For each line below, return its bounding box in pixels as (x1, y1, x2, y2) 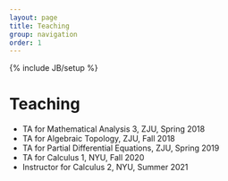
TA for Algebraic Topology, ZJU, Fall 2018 (21, 134, 176, 144)
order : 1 (9, 38, 42, 47)
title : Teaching (9, 22, 70, 30)
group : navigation (9, 30, 78, 39)
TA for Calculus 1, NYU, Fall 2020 (21, 152, 145, 163)
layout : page (9, 13, 58, 22)
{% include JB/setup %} (9, 63, 98, 73)
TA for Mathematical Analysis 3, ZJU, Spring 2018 (21, 124, 206, 134)
